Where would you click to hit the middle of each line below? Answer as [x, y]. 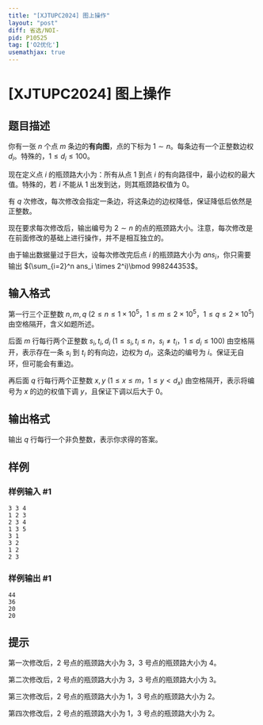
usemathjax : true [37, 52]
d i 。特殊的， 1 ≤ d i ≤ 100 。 [51, 157]
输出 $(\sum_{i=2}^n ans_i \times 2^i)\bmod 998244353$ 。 [105, 265]
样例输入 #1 [30, 491]
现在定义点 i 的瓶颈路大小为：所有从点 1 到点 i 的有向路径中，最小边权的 [125, 174]
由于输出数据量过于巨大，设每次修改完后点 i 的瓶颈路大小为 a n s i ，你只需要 [130, 256]
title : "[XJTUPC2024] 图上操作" [59, 15]
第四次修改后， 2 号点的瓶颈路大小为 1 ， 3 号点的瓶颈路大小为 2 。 [114, 713]
